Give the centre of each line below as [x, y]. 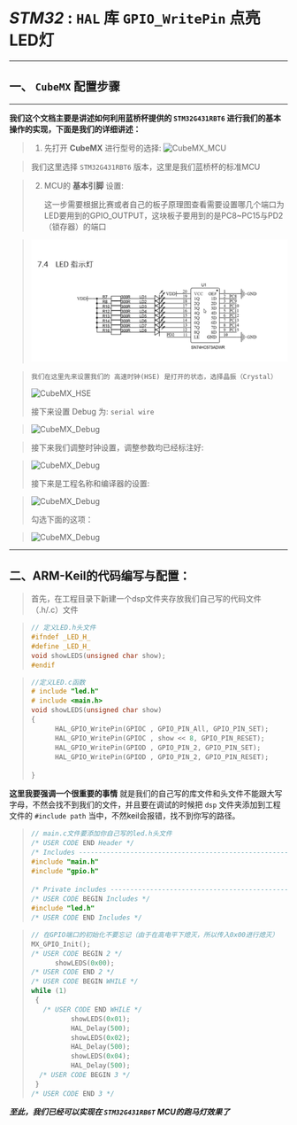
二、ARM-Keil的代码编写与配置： [100, 575]
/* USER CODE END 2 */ [72, 972]
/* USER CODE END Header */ [82, 843]
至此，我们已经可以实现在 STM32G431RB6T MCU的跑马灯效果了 [120, 1112]
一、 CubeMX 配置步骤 [65, 86]
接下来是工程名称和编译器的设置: [90, 484]
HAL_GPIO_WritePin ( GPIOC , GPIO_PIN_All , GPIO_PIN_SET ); [162, 729]
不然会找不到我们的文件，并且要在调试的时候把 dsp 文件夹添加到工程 [156, 805]
